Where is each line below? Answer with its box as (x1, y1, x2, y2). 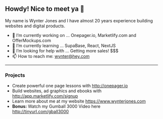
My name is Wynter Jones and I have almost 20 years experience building (5, 17, 153, 23)
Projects (5, 71, 25, 78)
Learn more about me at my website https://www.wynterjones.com (12, 98, 146, 104)
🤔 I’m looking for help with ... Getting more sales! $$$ (12, 48, 119, 53)
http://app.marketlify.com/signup (12, 93, 79, 99)
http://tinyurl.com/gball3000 (12, 109, 69, 115)
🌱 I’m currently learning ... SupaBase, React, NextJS (12, 42, 116, 49)
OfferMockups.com (12, 37, 51, 43)
